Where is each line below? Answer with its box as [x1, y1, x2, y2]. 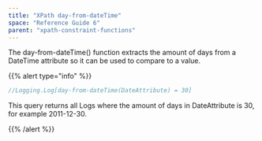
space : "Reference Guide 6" [8, 19, 101, 27]
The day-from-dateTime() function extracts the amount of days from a [8, 48, 237, 58]
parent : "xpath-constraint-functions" [8, 26, 136, 34]
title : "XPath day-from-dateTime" [8, 11, 122, 20]
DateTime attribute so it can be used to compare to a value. [8, 56, 201, 65]
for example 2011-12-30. [8, 109, 87, 119]
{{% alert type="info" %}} [8, 72, 92, 81]
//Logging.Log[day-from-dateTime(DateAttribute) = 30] [8, 87, 193, 95]
